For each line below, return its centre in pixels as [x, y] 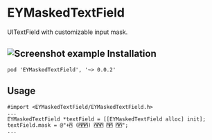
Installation [132, 54]
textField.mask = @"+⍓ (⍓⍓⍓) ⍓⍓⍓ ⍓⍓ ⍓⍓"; [68, 125]
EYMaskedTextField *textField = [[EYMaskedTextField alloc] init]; [107, 119]
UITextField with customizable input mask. [68, 32]
